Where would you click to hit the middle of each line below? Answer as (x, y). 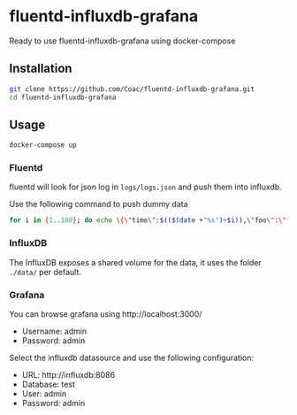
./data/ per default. (46, 272)
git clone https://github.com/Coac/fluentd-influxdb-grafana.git (132, 89)
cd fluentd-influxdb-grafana (63, 97)
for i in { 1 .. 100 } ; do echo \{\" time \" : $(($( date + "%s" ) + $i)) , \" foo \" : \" (148, 220)
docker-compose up (43, 145)
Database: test (48, 384)
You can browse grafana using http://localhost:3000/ (106, 314)
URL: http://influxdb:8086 (69, 374)
